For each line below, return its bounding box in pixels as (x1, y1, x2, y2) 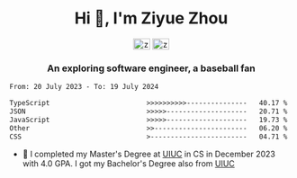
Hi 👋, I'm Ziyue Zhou (74, 8, 229, 29)
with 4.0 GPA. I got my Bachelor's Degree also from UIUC (22, 157, 236, 169)
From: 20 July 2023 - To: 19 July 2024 (9, 83, 159, 92)
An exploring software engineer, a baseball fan (47, 62, 256, 75)
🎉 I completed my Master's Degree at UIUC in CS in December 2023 (22, 148, 276, 159)
